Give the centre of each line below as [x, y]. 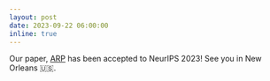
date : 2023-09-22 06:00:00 [59, 26]
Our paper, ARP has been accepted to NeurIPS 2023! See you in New [136, 59]
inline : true [33, 33]
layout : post [33, 17]
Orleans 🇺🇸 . [33, 68]
